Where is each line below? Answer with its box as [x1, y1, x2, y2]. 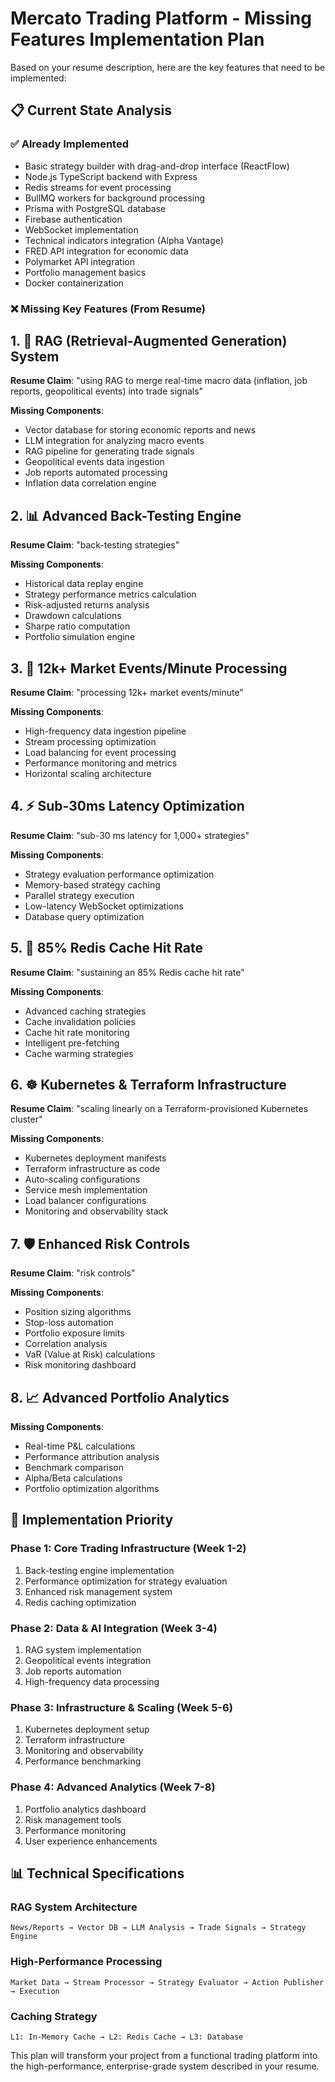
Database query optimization [24, 910, 145, 922]
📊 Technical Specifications [10, 1865, 185, 1882]
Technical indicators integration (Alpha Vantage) [24, 234, 224, 246]
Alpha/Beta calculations [24, 1472, 123, 1484]
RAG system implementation [24, 1644, 142, 1656]
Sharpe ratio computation [24, 620, 131, 632]
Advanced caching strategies [24, 1005, 147, 1017]
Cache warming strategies [24, 1047, 134, 1059]
